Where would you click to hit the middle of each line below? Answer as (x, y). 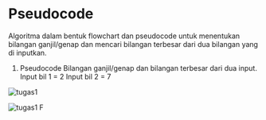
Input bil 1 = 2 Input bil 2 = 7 (65, 76)
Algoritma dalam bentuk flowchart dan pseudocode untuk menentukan (124, 36)
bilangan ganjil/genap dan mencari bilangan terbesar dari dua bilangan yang (133, 44)
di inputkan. (27, 52)
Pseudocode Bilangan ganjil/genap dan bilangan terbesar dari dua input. (138, 68)
